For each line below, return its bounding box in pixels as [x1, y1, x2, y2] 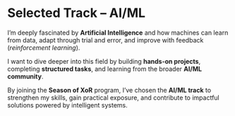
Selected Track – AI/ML [7, 5, 146, 21]
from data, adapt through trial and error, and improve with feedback [7, 35, 204, 44]
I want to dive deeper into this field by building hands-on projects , [7, 57, 201, 65]
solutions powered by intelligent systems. [7, 100, 128, 109]
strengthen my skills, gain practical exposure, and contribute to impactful [7, 93, 220, 102]
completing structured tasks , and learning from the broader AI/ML [7, 64, 203, 73]
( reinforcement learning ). [7, 43, 80, 52]
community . [7, 72, 44, 81]
